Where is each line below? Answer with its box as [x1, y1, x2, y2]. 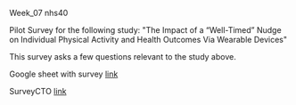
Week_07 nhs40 [9, 8, 69, 18]
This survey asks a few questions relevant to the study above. [9, 52, 236, 61]
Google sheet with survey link [9, 69, 119, 79]
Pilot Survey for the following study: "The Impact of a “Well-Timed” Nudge [9, 25, 283, 35]
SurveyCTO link [9, 86, 67, 96]
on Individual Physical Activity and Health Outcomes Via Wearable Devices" [9, 35, 288, 44]
